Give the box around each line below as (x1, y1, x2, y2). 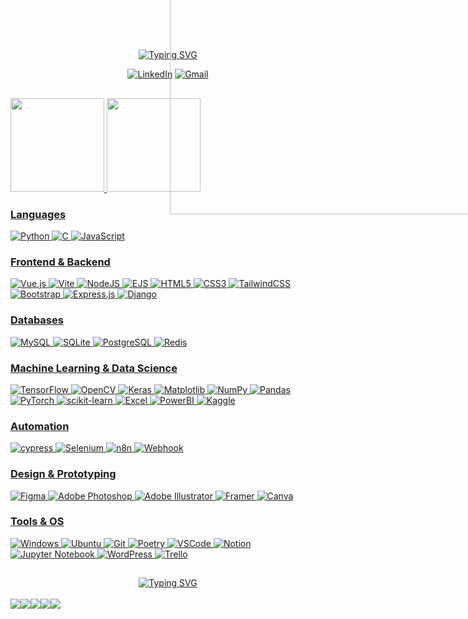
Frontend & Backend (10, 255, 111, 269)
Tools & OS (10, 515, 65, 529)
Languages (10, 207, 67, 221)
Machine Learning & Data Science (10, 361, 178, 375)
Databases (10, 313, 64, 327)
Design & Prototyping (10, 467, 117, 481)
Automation (10, 419, 70, 433)
